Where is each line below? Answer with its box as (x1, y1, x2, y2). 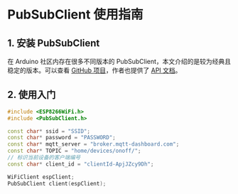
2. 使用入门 (7, 89, 56, 101)
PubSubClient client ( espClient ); (7, 180, 107, 187)
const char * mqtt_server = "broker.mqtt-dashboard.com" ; (7, 141, 180, 148)
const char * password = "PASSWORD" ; (7, 134, 116, 141)
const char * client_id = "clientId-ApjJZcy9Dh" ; (7, 161, 154, 168)
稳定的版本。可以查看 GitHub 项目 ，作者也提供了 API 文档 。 (7, 66, 182, 75)
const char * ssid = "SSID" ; (7, 127, 91, 135)
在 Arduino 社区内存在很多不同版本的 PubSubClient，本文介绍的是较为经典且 (7, 58, 232, 65)
